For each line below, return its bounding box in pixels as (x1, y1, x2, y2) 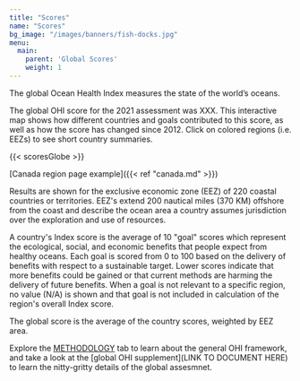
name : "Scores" (9, 22, 66, 30)
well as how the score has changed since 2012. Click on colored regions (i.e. (9, 124, 292, 134)
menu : (9, 38, 30, 48)
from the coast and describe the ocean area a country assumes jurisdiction (9, 204, 287, 215)
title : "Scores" (9, 13, 70, 22)
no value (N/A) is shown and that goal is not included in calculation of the (9, 289, 279, 299)
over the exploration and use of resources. (9, 214, 167, 225)
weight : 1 (25, 64, 63, 73)
